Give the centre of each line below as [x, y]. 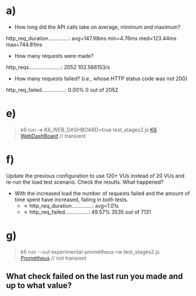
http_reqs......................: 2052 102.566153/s [58, 67]
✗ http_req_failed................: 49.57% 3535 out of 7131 [87, 212]
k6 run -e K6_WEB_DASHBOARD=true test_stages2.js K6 [89, 129]
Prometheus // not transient [53, 258]
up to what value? [39, 286]
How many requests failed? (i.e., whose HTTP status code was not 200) [101, 78]
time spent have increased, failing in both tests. [71, 199]
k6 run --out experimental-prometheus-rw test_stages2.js [90, 252]
